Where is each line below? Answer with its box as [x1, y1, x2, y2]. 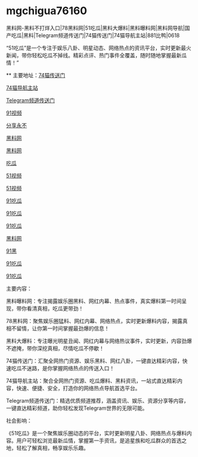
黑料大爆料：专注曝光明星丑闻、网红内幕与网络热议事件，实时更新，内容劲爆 [6, 337, 192, 344]
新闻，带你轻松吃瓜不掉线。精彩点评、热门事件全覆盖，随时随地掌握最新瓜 [6, 51, 187, 58]
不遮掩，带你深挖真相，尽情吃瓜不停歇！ [6, 344, 104, 352]
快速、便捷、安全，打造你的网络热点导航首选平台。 [16, 384, 140, 391]
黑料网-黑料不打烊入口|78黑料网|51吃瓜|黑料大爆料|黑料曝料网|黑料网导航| [6, 24, 185, 31]
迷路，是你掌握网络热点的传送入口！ [26, 364, 115, 371]
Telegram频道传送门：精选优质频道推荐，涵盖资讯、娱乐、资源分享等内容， [6, 397, 189, 404]
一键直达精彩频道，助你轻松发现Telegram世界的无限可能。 [6, 404, 148, 412]
